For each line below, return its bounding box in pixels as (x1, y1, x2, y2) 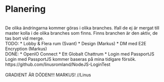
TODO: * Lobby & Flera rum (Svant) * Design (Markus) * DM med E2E (5, 40, 147, 46)
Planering (5, 3, 46, 15)
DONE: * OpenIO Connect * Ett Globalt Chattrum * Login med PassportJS (5, 51, 155, 57)
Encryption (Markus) (5, 46, 47, 52)
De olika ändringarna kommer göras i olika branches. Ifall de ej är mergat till (5, 25, 160, 30)
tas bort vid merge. (5, 35, 44, 41)
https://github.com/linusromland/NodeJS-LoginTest (5, 61, 110, 67)
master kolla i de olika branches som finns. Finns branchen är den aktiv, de (5, 30, 158, 36)
